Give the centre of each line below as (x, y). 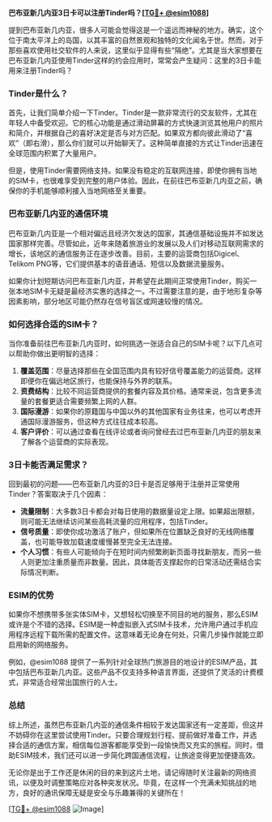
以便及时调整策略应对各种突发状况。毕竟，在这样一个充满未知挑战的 (136, 782)
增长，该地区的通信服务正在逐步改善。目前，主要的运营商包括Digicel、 (126, 253)
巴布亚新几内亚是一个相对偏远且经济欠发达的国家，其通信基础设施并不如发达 (136, 233)
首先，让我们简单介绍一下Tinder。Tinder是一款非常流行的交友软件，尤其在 (133, 113)
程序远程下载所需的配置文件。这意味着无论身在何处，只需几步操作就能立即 (139, 635)
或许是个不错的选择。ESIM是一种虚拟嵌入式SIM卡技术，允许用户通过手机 (130, 625)
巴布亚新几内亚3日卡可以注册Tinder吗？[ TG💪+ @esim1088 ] (108, 13)
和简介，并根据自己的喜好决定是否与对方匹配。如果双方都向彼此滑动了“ (127, 133)
